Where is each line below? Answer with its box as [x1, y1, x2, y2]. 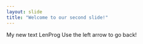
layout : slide [6, 8, 43, 15]
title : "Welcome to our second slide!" [6, 14, 109, 20]
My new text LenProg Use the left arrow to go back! [6, 31, 137, 38]
